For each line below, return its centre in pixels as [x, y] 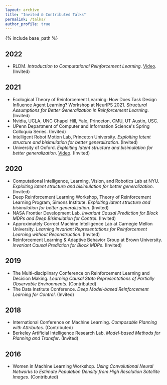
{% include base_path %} [32, 38]
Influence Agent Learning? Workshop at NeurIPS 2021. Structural [79, 105]
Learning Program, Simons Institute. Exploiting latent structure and [81, 202]
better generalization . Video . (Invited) [51, 153]
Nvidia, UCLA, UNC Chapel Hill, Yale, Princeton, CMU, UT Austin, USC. [86, 121]
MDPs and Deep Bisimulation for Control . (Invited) [64, 218]
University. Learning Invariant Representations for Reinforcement [80, 229]
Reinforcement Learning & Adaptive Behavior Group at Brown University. [87, 240]
